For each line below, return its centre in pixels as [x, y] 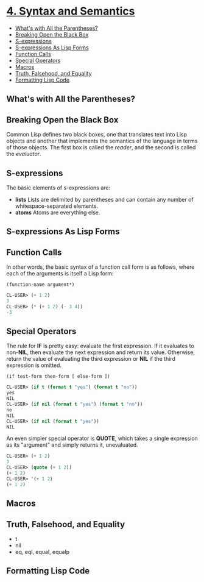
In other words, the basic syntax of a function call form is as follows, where [100, 267]
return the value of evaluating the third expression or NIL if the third [91, 359]
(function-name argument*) [40, 285]
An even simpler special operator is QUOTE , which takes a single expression [102, 438]
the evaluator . [24, 154]
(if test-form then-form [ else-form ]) [58, 377]
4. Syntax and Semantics [71, 11]
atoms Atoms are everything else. [58, 212]
